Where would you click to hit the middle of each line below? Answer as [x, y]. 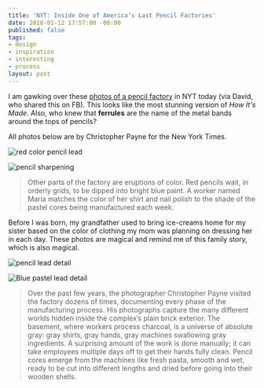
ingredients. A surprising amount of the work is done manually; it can [139, 343]
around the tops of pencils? [52, 121]
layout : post [29, 74]
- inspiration [31, 52]
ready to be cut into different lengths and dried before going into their [140, 368]
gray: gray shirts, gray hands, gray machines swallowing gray [127, 335]
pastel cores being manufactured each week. [101, 207]
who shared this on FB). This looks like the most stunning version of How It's [132, 104]
